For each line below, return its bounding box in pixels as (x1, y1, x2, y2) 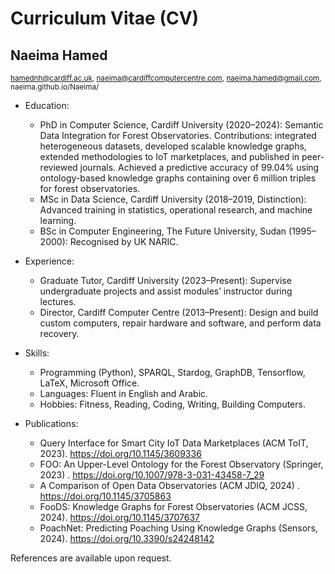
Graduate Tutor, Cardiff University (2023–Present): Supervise (39, 275, 292, 286)
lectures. (39, 296, 77, 307)
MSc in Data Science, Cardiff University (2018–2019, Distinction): (39, 193, 307, 205)
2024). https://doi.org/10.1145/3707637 (39, 512, 201, 523)
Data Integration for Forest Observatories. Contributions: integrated (39, 130, 317, 141)
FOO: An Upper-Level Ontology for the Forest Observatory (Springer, (39, 458, 324, 470)
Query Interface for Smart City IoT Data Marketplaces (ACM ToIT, (39, 437, 309, 449)
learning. (39, 215, 77, 226)
